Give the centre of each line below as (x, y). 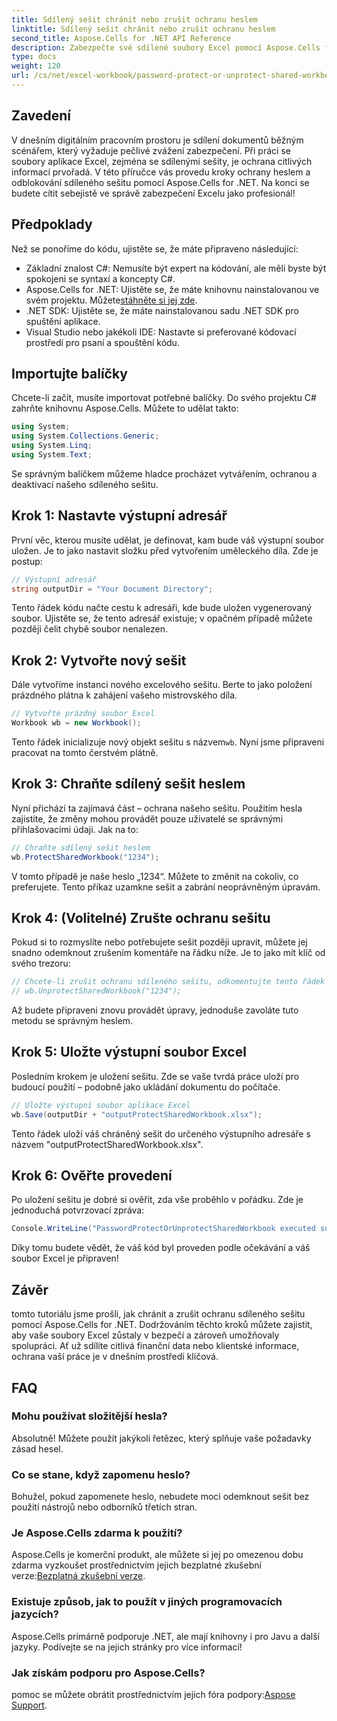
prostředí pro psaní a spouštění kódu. (102, 342)
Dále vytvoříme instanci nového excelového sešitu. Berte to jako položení (162, 685)
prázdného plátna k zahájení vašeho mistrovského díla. (124, 695)
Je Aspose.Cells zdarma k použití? (97, 1533)
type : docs (34, 57)
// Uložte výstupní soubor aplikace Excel (101, 1105)
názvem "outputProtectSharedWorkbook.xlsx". (107, 1144)
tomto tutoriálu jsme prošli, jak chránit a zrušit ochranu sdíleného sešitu (158, 1314)
